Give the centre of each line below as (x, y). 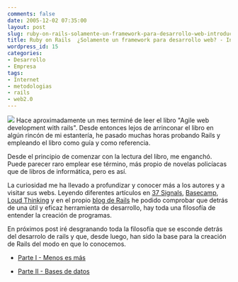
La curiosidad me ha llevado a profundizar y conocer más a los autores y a (116, 185)
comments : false (31, 14)
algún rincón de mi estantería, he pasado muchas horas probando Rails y (114, 135)
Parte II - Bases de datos (53, 271)
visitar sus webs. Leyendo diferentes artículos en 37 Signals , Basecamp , (113, 193)
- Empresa (22, 66)
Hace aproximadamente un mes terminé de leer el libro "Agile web (113, 120)
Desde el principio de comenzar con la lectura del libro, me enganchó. (110, 157)
